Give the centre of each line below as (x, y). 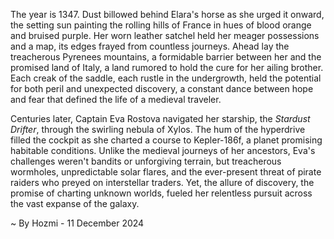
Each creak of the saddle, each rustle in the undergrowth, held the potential (166, 78)
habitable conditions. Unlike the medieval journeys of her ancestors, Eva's (163, 150)
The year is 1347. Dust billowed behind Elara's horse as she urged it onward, (167, 14)
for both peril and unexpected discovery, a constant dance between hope (162, 88)
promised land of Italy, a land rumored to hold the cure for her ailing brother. (167, 67)
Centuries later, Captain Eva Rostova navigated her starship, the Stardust (160, 118)
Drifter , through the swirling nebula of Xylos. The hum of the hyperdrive (158, 129)
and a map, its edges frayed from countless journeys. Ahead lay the (150, 46)
